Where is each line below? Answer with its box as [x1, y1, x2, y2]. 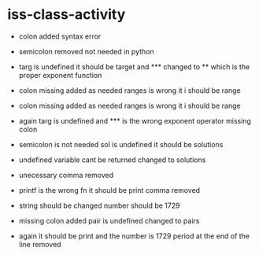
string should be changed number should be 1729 [18, 201, 180, 210]
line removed [18, 239, 61, 249]
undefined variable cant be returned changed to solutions [18, 155, 206, 164]
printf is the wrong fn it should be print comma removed [18, 185, 201, 194]
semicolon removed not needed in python [18, 46, 154, 56]
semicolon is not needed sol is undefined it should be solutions [18, 139, 224, 149]
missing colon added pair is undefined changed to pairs [18, 216, 200, 225]
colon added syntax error [18, 31, 102, 41]
